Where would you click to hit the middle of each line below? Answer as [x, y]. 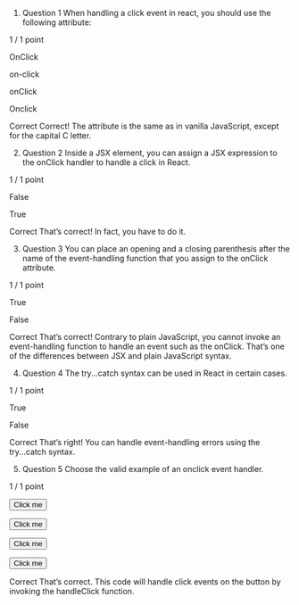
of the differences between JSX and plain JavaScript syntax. [120, 356]
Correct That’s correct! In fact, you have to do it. [97, 232]
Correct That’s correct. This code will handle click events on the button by [145, 582]
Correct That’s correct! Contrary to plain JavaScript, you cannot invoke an [145, 337]
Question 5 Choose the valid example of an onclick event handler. [143, 469]
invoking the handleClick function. [72, 591]
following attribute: [57, 22]
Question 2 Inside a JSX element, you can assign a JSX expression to [150, 153]
